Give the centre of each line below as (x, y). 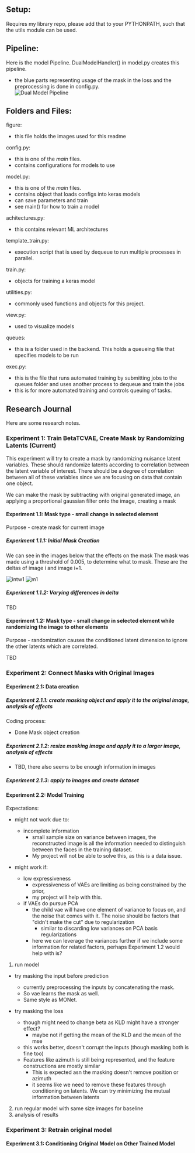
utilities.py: (19, 292)
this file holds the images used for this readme (70, 137)
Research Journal (39, 409)
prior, (38, 891)
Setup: (18, 10)
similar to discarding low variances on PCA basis (99, 928)
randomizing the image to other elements (57, 627)
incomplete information (51, 831)
